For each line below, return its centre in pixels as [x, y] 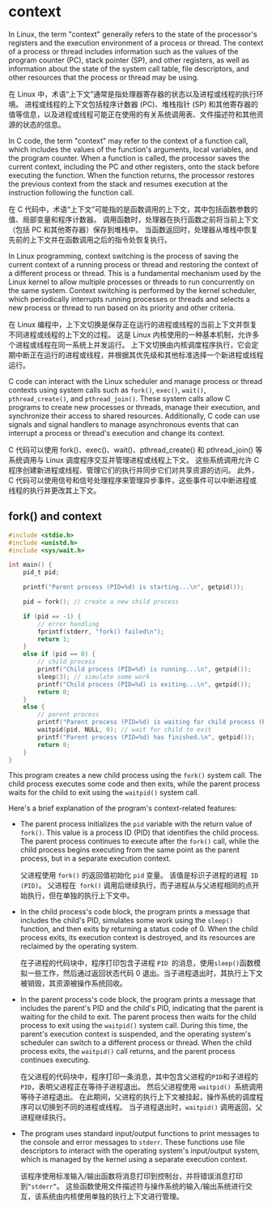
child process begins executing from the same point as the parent [130, 850]
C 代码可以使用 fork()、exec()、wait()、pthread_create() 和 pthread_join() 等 [136, 450]
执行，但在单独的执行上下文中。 [81, 896]
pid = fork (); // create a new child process [101, 602]
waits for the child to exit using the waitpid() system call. [104, 792]
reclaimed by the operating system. [79, 946]
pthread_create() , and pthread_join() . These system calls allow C [119, 398]
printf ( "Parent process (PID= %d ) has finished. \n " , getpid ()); [146, 737]
